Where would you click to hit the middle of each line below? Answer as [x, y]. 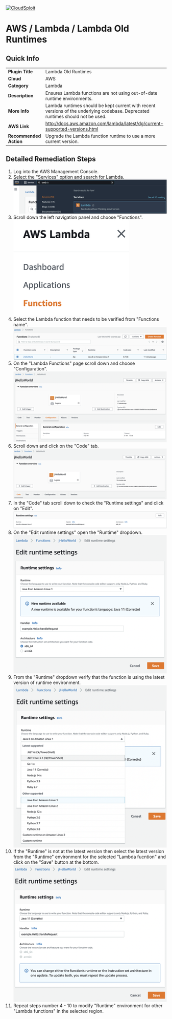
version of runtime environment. [47, 683]
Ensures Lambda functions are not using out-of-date [102, 93]
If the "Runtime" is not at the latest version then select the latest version [89, 851]
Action [15, 141]
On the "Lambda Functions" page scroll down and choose [74, 363]
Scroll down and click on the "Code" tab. [56, 446]
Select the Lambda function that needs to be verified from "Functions [86, 319]
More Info [19, 111]
